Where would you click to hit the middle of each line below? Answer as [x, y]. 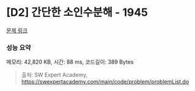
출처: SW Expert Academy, [54, 75]
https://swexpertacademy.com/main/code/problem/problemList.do [105, 82]
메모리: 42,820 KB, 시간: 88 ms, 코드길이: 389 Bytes [70, 62]
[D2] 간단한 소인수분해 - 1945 [77, 12]
